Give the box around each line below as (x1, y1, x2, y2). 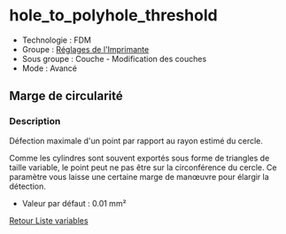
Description (9, 115, 61, 128)
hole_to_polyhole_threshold (9, 5, 219, 26)
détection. (9, 181, 47, 191)
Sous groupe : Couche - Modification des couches (21, 53, 207, 64)
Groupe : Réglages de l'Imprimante (21, 43, 150, 54)
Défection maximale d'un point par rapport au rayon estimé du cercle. (9, 135, 264, 146)
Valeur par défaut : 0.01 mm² (21, 198, 127, 208)
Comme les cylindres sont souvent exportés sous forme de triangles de (9, 152, 270, 163)
